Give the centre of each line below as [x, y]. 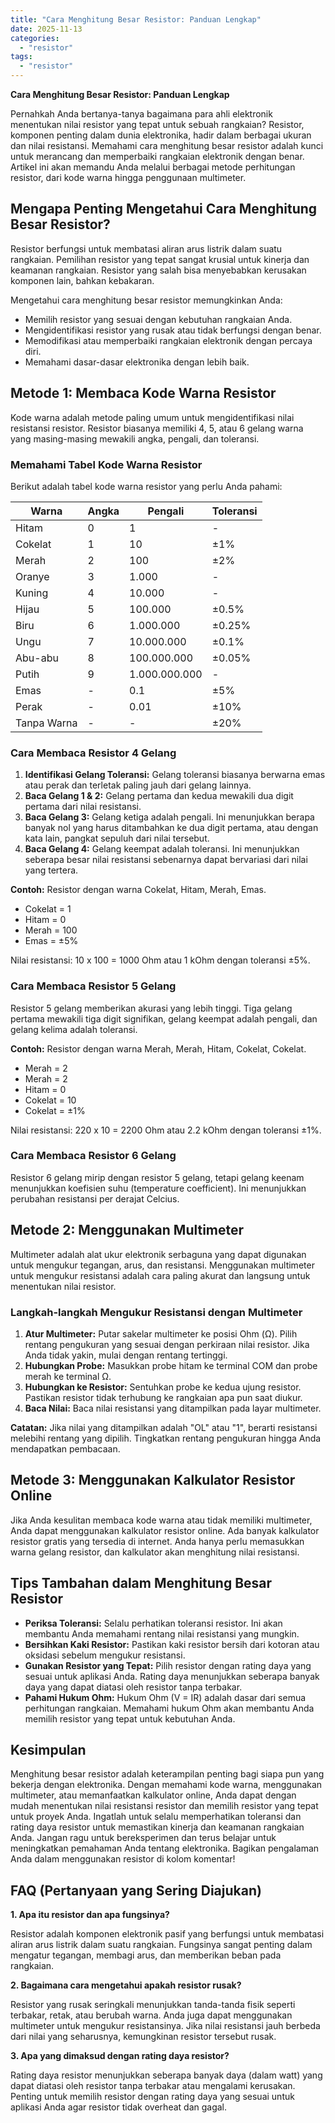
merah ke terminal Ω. [68, 1376]
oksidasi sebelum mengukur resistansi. [105, 1655]
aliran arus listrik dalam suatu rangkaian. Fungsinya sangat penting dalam [161, 1945]
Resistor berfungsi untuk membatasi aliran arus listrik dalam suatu [146, 248]
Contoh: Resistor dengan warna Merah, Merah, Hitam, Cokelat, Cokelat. [158, 1048]
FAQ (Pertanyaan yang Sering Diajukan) [136, 1890]
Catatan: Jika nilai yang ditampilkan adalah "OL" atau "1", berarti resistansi [164, 1427]
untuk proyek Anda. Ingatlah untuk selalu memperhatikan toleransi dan [156, 1817]
